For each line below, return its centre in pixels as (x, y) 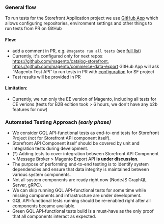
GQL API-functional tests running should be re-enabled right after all (81, 201)
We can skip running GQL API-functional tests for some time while (79, 190)
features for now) (30, 109)
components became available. (44, 206)
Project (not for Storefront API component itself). (61, 138)
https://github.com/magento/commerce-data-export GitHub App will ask (86, 66)
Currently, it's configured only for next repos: (58, 56)
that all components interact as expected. (54, 216)
